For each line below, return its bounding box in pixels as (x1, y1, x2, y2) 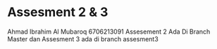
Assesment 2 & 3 (7, 4, 108, 20)
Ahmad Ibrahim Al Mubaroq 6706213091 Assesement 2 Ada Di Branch (7, 27, 211, 36)
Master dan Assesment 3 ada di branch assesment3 (7, 34, 159, 43)
